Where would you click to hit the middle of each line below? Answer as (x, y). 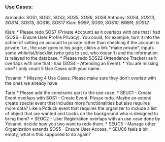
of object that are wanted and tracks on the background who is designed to (82, 114)
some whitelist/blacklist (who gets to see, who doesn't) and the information (82, 53)
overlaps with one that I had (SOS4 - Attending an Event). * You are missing (82, 63)
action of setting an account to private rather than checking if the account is (82, 43)
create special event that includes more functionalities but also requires (78, 103)
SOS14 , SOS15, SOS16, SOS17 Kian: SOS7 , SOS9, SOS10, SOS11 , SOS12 (77, 23)
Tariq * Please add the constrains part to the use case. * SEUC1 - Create (78, 93)
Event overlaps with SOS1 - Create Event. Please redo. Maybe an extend (78, 98)
